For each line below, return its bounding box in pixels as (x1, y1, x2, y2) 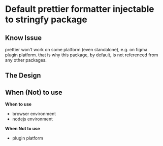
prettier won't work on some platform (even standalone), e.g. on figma (5, 47, 148, 52)
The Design (5, 72, 41, 80)
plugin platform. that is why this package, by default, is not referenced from (5, 52, 159, 58)
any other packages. (5, 57, 47, 63)
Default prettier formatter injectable (5, 3, 154, 15)
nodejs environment (12, 116, 53, 122)
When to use (5, 101, 32, 107)
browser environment (12, 111, 56, 117)
